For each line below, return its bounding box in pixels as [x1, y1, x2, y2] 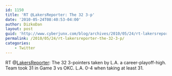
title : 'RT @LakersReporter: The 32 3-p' [5, 12, 95, 17]
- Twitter [14, 45, 36, 50]
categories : [5, 41, 31, 46]
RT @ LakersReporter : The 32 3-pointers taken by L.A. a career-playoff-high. [5, 59, 166, 65]
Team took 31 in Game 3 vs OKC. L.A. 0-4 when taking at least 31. [5, 65, 144, 71]
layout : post [5, 27, 33, 32]
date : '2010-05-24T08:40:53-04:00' [5, 17, 81, 22]
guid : [5, 31, 17, 36]
